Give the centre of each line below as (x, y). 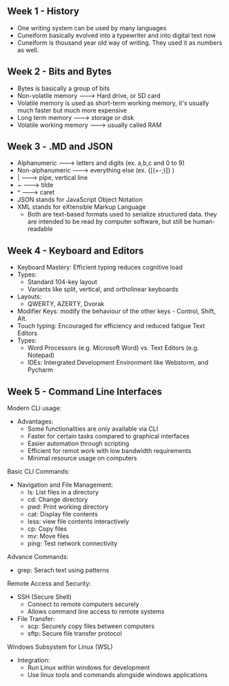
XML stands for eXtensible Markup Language (81, 207)
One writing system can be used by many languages (92, 28)
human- (204, 222)
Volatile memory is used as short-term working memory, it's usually (113, 103)
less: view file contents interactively (78, 522)
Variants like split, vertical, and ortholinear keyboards (103, 290)
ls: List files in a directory (63, 492)
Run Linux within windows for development (89, 667)
